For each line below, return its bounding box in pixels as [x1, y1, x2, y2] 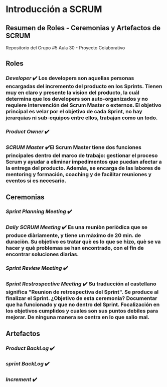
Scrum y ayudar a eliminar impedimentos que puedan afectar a [6, 159, 162, 166]
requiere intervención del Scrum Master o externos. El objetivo [6, 102, 161, 109]
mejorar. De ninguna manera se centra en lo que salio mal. [6, 314, 150, 321]
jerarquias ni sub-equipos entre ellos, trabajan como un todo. [6, 114, 158, 121]
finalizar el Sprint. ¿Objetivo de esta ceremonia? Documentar [6, 295, 157, 302]
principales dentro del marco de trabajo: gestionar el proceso [6, 152, 158, 159]
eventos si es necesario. [6, 177, 67, 184]
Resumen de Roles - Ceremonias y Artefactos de [6, 24, 161, 32]
